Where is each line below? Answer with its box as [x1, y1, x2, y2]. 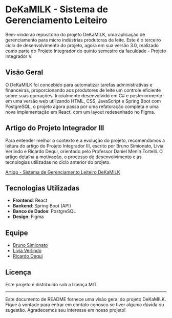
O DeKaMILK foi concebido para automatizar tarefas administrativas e [5, 81, 153, 88]
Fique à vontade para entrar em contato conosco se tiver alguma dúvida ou [5, 302, 164, 308]
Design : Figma [12, 214, 44, 220]
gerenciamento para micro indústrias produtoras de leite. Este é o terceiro [5, 37, 161, 43]
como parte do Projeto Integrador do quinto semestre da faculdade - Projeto [5, 48, 166, 54]
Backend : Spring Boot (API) [12, 203, 72, 209]
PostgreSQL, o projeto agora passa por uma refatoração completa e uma [5, 103, 159, 110]
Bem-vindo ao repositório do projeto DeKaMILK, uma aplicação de [5, 31, 145, 37]
